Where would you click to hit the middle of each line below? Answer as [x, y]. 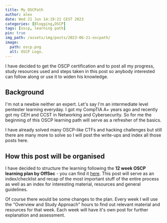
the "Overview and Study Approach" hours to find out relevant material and [83, 204]
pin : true [15, 33]
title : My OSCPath [24, 10]
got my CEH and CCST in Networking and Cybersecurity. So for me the [78, 115]
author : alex [19, 14]
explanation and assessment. [35, 215]
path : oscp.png [25, 47]
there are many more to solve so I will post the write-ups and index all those [83, 135]
